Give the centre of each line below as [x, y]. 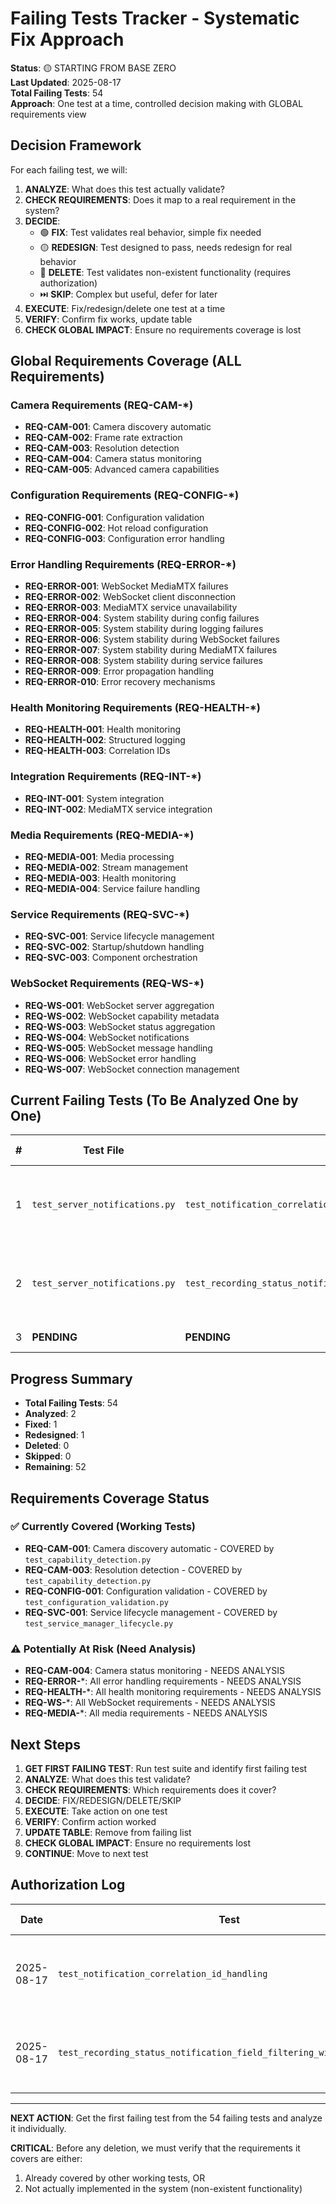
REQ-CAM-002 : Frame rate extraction [103, 438]
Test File [104, 1150]
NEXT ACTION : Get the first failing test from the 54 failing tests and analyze [166, 2118]
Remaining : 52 [55, 1467]
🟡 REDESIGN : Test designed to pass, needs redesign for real [166, 247]
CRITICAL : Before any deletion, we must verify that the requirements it [155, 2148]
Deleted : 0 [47, 1446]
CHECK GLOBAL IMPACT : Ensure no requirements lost [138, 1843]
